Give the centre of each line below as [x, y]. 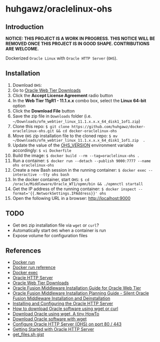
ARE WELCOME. [22, 49]
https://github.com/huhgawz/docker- [109, 127]
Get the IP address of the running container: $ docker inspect [74, 189]
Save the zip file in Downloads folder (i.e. [52, 116]
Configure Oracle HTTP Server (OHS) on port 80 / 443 [67, 324]
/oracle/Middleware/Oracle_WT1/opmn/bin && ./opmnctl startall [78, 184]
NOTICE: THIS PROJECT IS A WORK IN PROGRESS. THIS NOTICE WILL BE [80, 38]
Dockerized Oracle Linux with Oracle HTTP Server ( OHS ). [62, 58]
